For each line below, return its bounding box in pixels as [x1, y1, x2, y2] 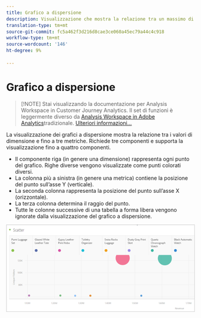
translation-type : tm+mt [6, 22, 68, 28]
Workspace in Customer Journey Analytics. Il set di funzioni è [20, 107, 173, 114]
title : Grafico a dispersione [6, 10, 82, 16]
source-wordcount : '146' [6, 41, 68, 47]
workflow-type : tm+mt [6, 35, 60, 41]
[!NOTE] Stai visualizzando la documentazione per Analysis [20, 100, 167, 107]
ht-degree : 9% [6, 48, 42, 54]
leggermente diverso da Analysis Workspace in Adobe [20, 113, 156, 120]
